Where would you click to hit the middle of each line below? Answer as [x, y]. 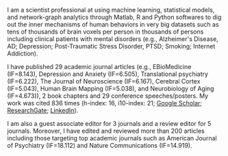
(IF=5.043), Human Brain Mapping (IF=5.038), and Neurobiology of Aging [111, 89]
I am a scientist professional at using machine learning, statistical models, [111, 10]
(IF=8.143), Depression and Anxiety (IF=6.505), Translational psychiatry [108, 74]
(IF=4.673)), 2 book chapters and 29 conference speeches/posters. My [108, 96]
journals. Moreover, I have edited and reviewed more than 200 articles [106, 131]
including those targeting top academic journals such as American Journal [112, 138]
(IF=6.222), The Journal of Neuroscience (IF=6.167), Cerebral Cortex [104, 81]
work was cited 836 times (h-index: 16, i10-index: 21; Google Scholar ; [105, 103]
